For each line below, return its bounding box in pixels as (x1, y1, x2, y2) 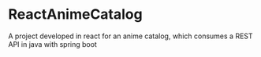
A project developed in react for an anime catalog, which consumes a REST (8, 31, 254, 41)
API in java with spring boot (8, 39, 97, 48)
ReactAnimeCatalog (8, 5, 144, 23)
